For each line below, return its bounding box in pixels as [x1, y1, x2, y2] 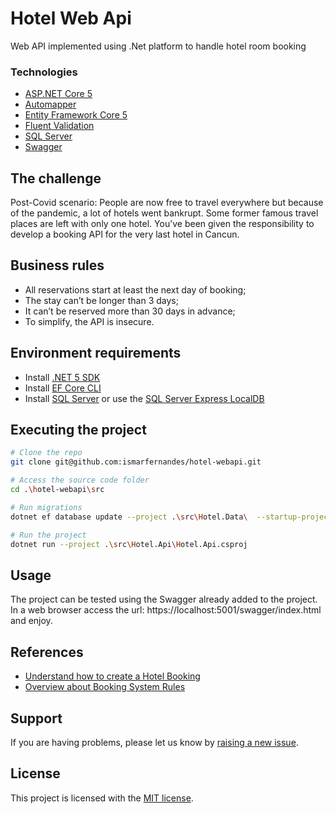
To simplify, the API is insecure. [24, 315, 155, 327]
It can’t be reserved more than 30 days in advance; [24, 305, 236, 317]
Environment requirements [10, 345, 182, 362]
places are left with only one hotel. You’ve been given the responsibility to [10, 218, 315, 230]
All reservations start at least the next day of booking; [24, 283, 247, 296]
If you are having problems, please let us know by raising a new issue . [10, 736, 299, 748]
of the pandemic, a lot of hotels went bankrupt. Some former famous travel [10, 207, 319, 219]
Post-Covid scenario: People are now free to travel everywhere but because [10, 197, 324, 209]
